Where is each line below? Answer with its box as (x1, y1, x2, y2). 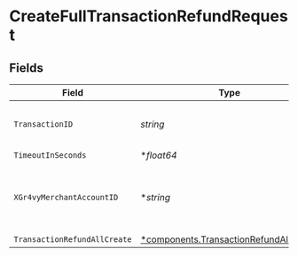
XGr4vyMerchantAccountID (13, 192, 119, 202)
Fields (9, 60, 44, 75)
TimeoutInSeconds (13, 151, 87, 160)
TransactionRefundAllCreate (13, 235, 132, 245)
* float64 (140, 149, 177, 161)
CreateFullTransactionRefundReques (9, 6, 288, 27)
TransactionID (13, 120, 74, 129)
